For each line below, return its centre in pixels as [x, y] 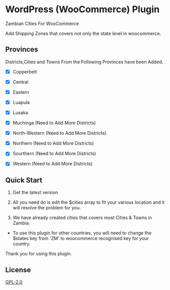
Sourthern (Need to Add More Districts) [54, 154]
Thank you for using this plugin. [39, 254]
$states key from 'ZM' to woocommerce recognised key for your [81, 238]
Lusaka [20, 113]
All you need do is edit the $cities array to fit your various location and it [89, 202]
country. [22, 244]
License [18, 270]
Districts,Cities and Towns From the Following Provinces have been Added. [84, 62]
